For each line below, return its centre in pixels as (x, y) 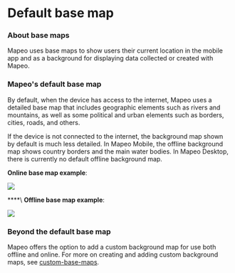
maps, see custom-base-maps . (53, 262)
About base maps (38, 36)
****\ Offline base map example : (56, 200)
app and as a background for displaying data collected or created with (110, 58)
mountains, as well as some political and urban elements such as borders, (116, 114)
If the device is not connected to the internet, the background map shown (115, 136)
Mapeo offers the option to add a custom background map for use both (112, 247)
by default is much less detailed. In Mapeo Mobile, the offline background (115, 144)
